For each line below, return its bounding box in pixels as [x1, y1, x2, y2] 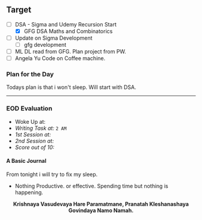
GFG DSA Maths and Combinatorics [23, 27, 113, 35]
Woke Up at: [14, 118, 46, 125]
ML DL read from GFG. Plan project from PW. [14, 48, 126, 55]
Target [6, 5, 32, 15]
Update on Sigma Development [14, 34, 93, 41]
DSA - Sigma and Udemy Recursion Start [14, 20, 117, 28]
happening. [14, 189, 43, 196]
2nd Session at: [14, 137, 54, 144]
